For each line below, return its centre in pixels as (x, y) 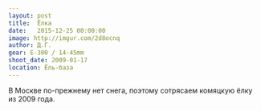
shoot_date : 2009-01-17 (48, 61)
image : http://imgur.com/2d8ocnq (64, 38)
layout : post (30, 16)
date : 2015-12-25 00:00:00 (57, 30)
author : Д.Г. (30, 46)
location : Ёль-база (41, 68)
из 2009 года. (32, 99)
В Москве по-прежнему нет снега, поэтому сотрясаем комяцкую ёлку (130, 90)
